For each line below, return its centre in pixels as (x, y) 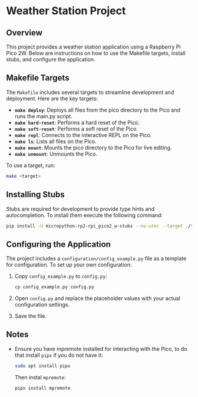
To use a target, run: (31, 165)
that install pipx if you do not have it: (59, 355)
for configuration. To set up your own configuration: (69, 265)
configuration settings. (42, 305)
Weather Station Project (66, 11)
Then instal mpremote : (40, 377)
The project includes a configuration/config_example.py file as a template (96, 259)
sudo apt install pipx (42, 366)
